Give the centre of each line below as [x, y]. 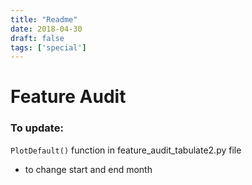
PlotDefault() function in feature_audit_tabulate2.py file [126, 150]
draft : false [37, 38]
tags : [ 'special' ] [48, 47]
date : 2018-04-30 [46, 29]
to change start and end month [88, 169]
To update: [37, 128]
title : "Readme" [44, 19]
